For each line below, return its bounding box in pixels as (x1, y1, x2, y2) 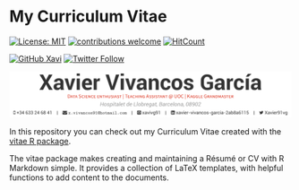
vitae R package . (9, 136, 72, 147)
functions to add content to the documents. (9, 172, 170, 183)
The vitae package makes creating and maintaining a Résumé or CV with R (9, 153, 285, 164)
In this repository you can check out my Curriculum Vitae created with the (9, 126, 282, 137)
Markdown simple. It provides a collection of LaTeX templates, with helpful (9, 163, 284, 174)
